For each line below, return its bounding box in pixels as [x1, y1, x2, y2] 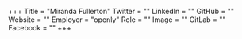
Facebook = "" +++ [8, 23, 71, 32]
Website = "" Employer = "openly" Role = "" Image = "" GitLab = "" [8, 15, 226, 24]
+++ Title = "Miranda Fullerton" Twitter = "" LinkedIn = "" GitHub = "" [8, 7, 235, 16]
